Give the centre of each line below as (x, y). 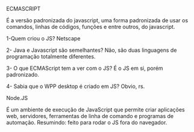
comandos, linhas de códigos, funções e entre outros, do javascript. (91, 27)
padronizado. (23, 74)
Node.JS (17, 98)
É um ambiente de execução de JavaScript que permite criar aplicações (95, 110)
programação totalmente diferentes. (51, 56)
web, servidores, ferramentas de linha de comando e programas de (90, 116)
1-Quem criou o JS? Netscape (43, 38)
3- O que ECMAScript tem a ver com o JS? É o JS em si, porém (85, 68)
